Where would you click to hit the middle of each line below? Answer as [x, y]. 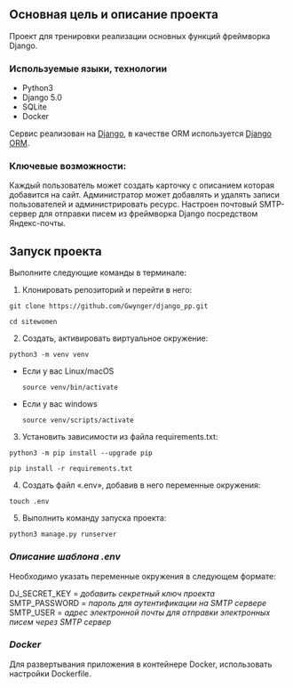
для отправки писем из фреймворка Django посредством [148, 214]
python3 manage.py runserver [63, 534]
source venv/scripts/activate [78, 421]
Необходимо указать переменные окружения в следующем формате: [143, 576]
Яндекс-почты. [38, 223]
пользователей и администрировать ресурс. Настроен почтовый [133, 205]
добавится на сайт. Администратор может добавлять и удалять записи [144, 195]
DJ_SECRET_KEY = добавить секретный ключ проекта [112, 593]
